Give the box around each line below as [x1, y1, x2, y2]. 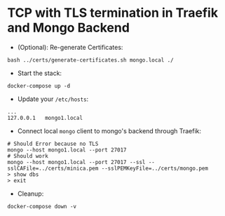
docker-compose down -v [7, 203, 77, 210]
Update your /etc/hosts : [17, 95, 89, 103]
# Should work [7, 152, 49, 159]
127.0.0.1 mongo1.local [7, 114, 83, 121]
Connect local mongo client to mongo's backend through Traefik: [17, 126, 202, 135]
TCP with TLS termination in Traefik [7, 5, 219, 21]
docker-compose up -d [7, 82, 71, 89]
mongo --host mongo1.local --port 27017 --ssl [7, 158, 146, 166]
